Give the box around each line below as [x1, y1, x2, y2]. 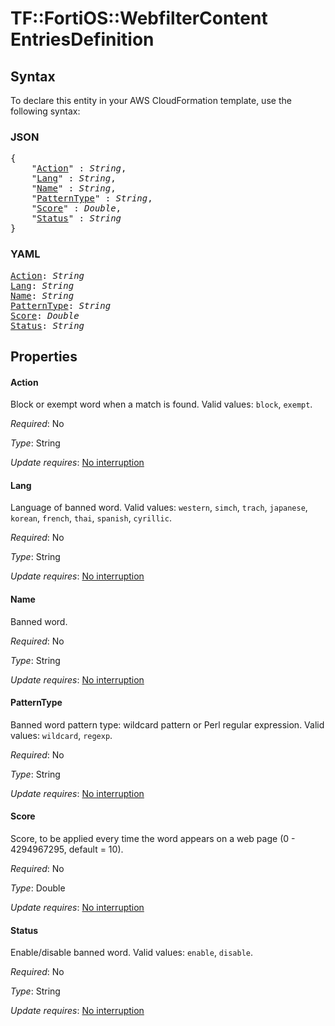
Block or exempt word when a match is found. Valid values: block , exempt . [10, 398, 313, 411]
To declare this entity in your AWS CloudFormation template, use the [10, 95, 292, 106]
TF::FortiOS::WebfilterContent [10, 7, 268, 30]
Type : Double [10, 882, 66, 894]
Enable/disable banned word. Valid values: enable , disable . [10, 947, 254, 959]
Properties [10, 348, 78, 365]
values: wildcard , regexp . [10, 729, 113, 741]
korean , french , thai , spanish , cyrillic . [10, 512, 172, 524]
